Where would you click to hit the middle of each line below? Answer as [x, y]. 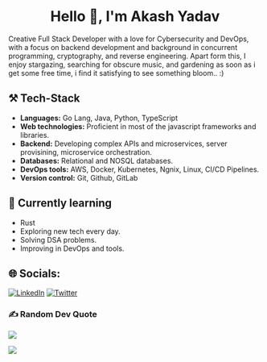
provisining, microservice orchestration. [86, 152]
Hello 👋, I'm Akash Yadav [135, 17]
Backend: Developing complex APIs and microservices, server [123, 144]
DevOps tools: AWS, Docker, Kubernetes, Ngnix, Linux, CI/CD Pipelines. [140, 169]
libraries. [35, 135]
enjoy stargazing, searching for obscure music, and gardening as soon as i [132, 64]
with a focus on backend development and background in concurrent [123, 47]
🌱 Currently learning [60, 204]
